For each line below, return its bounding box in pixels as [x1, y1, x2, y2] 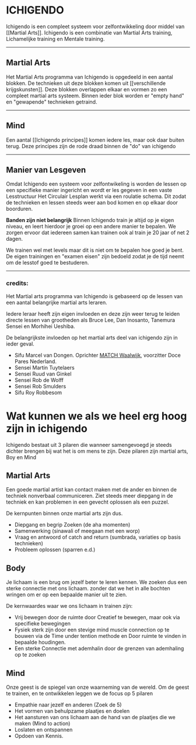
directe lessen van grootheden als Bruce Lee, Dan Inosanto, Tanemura [6, 316, 176, 323]
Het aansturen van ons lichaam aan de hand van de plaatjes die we [14, 714, 176, 721]
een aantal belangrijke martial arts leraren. [6, 299, 107, 306]
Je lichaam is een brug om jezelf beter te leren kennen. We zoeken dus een [6, 579, 187, 586]
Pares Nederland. [14, 358, 57, 365]
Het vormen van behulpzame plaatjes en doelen [14, 708, 130, 715]
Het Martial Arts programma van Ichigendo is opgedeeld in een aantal [6, 73, 173, 80]
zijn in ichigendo [6, 422, 87, 435]
